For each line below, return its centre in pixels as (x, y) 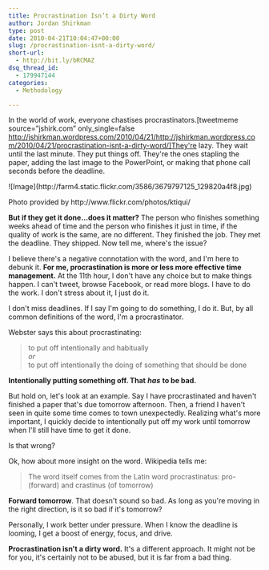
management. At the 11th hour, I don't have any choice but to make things (130, 276)
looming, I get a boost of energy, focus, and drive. (91, 533)
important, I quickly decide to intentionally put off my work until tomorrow (129, 422)
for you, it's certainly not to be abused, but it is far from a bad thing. (120, 557)
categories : (28, 83)
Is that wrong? (32, 446)
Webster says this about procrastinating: (75, 333)
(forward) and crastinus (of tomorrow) (90, 485)
